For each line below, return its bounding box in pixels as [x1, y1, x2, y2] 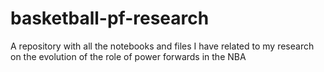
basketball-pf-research [10, 7, 210, 30]
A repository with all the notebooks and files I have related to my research [10, 40, 315, 52]
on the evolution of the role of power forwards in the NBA [10, 50, 247, 62]
